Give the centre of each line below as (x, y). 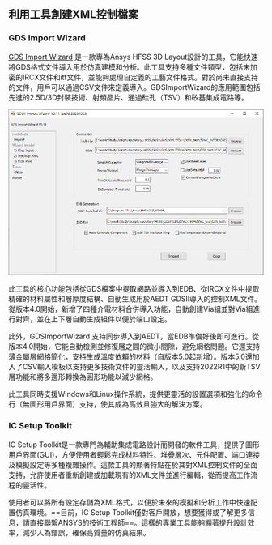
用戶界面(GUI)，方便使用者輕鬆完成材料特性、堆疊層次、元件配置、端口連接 (134, 454)
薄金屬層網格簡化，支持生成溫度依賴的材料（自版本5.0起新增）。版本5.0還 (130, 357)
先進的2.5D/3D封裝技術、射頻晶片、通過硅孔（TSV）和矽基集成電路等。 (128, 97)
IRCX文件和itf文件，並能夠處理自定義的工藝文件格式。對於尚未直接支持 (140, 77)
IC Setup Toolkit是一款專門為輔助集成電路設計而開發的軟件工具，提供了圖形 (134, 445)
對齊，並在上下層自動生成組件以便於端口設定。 (93, 319)
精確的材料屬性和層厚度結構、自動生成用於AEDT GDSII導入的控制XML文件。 (135, 299)
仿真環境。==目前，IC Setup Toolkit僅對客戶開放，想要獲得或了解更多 (132, 512)
